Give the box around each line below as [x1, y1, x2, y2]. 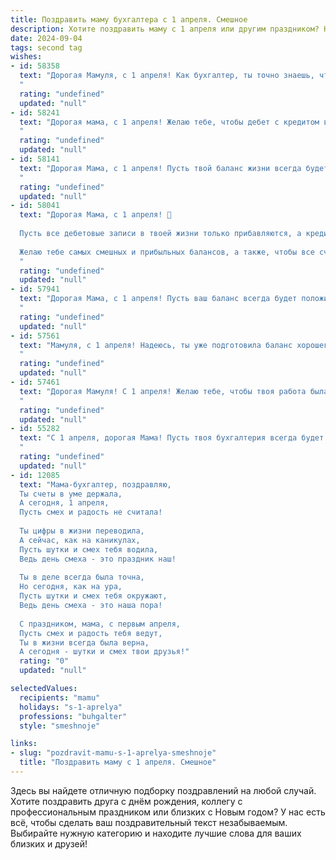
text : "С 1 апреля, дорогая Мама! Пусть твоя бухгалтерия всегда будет [19, 433, 325, 443]
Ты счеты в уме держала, [19, 489, 123, 499]
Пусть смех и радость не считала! [19, 507, 163, 518]
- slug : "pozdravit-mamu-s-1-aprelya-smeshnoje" [10, 748, 217, 758]
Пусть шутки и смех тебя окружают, [19, 591, 168, 601]
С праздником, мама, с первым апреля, [19, 619, 182, 629]
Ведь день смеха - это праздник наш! [19, 554, 177, 564]
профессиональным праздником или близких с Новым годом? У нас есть [10, 806, 326, 818]
